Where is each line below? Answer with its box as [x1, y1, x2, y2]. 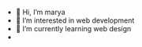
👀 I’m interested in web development [15, 16, 135, 25]
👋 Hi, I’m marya [15, 8, 65, 16]
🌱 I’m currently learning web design [15, 24, 132, 33]
